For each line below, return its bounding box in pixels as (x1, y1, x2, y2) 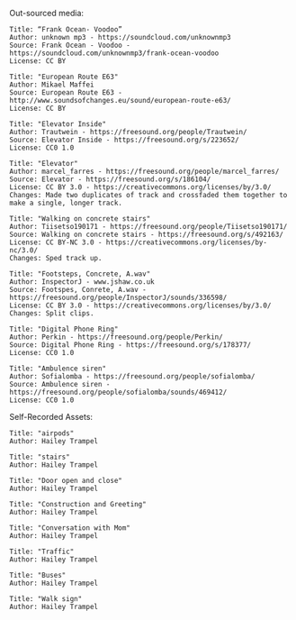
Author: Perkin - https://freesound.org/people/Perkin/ (9, 333, 223, 342)
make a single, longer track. (9, 198, 123, 207)
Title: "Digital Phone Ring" (9, 324, 119, 333)
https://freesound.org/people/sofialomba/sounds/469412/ (9, 387, 228, 397)
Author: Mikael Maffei (9, 80, 94, 89)
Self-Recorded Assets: (9, 412, 93, 422)
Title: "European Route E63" (9, 72, 119, 81)
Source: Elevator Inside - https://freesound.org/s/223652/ (9, 135, 240, 144)
